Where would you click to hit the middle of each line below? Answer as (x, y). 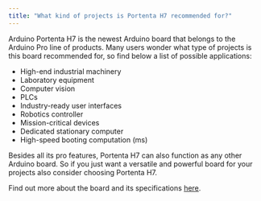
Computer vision (48, 88)
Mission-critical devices (60, 122)
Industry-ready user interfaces (71, 105)
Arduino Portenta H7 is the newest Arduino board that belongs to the (122, 39)
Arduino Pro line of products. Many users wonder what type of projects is (130, 47)
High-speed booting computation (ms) (84, 139)
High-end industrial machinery (70, 71)
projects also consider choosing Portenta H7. (83, 172)
